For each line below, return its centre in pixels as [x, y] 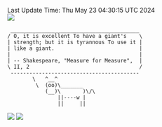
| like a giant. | [75, 48]
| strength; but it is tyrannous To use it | [75, 42]
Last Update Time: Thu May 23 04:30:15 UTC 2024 [81, 10]
